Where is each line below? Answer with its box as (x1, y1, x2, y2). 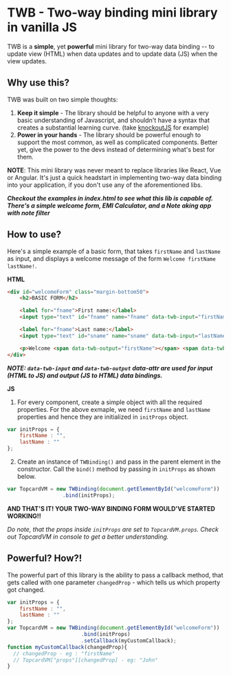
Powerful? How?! (7, 553, 82, 564)
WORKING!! (7, 512, 41, 520)
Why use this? (7, 77, 70, 89)
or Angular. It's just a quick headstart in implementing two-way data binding (7, 173, 222, 181)
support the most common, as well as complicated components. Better (16, 138, 218, 146)
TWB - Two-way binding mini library (7, 5, 218, 21)
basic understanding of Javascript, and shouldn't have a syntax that (16, 116, 210, 124)
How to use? (7, 229, 62, 241)
